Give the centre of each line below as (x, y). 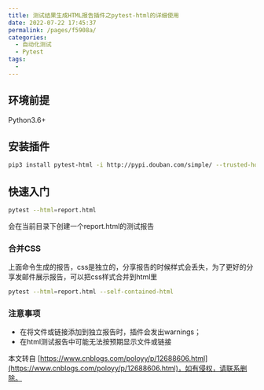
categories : (27, 37)
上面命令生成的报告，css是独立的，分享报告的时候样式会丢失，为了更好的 (127, 267)
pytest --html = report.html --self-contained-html (91, 292)
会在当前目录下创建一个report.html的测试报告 (81, 226)
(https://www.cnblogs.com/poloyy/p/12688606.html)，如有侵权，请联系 (125, 368)
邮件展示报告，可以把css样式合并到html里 (90, 277)
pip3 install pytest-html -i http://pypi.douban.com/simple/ (110, 165)
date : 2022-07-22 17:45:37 (52, 23)
